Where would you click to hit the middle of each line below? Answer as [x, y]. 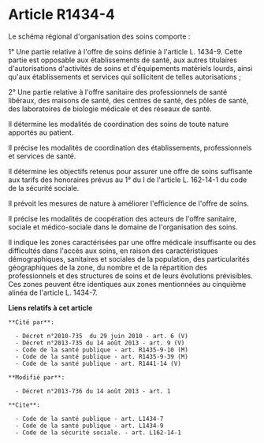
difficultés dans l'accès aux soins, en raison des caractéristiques [113, 251]
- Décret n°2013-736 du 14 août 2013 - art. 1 [93, 391]
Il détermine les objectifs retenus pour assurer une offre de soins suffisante [130, 171]
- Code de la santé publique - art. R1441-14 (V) [98, 363]
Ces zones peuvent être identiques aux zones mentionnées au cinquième [127, 284]
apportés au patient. [41, 132]
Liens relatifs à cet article [50, 307]
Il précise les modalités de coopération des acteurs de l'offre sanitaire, [123, 218]
